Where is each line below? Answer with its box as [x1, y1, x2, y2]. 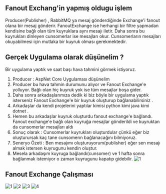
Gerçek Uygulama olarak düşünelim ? [5, 53, 124, 61]
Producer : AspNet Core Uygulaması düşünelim [12, 76, 110, 82]
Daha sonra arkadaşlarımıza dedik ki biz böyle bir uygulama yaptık [12, 92, 149, 98]
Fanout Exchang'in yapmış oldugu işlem [5, 4, 132, 12]
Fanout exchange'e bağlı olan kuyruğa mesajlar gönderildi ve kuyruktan [12, 118, 160, 124]
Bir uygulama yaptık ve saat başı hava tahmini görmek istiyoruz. [5, 66, 136, 72]
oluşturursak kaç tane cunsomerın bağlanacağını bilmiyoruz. [12, 134, 137, 140]
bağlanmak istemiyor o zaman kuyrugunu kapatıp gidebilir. [12, 155, 133, 161]
